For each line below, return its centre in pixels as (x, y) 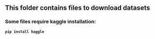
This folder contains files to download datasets (77, 8)
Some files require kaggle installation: (50, 22)
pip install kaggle (25, 32)
